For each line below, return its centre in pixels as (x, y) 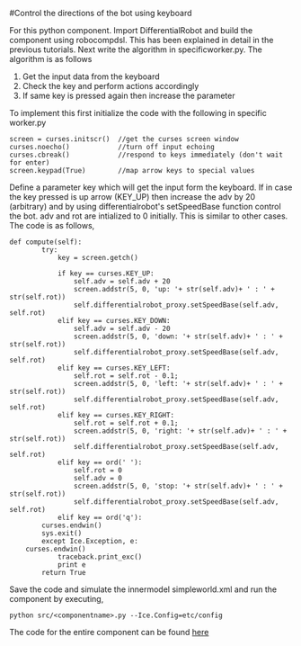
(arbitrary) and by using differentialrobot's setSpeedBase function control (145, 206)
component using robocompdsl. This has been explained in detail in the (142, 40)
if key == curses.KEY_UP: (106, 274)
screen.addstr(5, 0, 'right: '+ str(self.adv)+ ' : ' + (180, 431)
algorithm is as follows (51, 59)
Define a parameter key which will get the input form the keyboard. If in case (151, 187)
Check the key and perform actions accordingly (111, 86)
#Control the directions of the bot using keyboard (101, 13)
